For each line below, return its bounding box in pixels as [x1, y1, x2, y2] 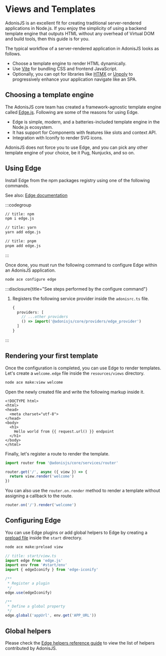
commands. [5, 183, 30, 189]
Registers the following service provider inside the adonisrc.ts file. [12, 295, 150, 302]
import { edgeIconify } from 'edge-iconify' [5, 567, 99, 572]
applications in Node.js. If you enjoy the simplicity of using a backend [5, 25, 147, 31]
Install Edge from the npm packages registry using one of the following [5, 177, 150, 183]
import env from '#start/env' [5, 562, 68, 568]
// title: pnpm [5, 239, 37, 244]
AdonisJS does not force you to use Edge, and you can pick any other [5, 144, 148, 150]
